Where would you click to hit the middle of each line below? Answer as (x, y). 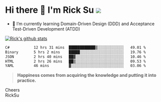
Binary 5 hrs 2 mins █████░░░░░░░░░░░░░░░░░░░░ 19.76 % (76, 52)
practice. (27, 80)
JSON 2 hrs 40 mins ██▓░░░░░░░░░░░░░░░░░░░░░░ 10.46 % (76, 57)
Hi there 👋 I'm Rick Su (50, 10)
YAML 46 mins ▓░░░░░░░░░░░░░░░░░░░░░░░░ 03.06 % (76, 66)
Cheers (13, 90)
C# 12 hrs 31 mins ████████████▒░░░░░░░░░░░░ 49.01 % (76, 47)
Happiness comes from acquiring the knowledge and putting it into (87, 75)
